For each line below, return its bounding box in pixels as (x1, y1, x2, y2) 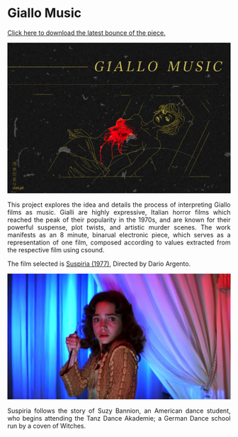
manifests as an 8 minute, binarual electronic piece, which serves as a (7, 231, 231, 239)
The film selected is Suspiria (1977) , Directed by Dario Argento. (7, 259, 191, 268)
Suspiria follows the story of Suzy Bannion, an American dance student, (7, 406, 231, 415)
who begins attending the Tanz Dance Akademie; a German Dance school (7, 414, 231, 423)
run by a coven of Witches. (7, 421, 86, 431)
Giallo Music (7, 5, 82, 21)
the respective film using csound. (7, 246, 105, 254)
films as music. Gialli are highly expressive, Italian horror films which (7, 208, 231, 217)
